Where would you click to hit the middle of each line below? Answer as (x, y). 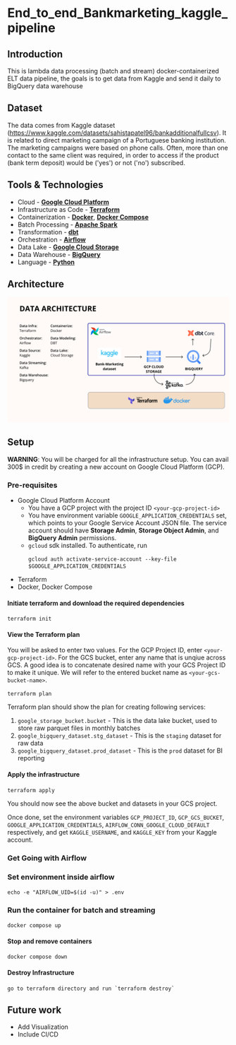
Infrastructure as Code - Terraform (68, 209)
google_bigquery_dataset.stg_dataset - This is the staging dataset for (119, 736)
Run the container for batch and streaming (81, 910)
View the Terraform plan (44, 634)
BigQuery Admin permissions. (72, 538)
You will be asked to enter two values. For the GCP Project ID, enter (105, 650)
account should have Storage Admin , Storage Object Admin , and (124, 530)
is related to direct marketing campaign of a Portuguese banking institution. (117, 140)
